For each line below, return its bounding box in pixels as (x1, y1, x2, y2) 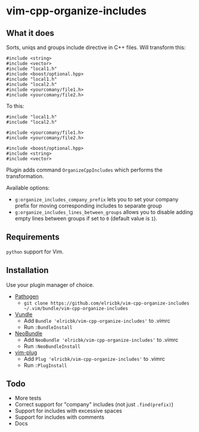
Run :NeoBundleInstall (23, 342, 80, 350)
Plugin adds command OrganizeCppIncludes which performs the (6, 166, 163, 173)
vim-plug (14, 348, 38, 356)
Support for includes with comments (14, 413, 105, 421)
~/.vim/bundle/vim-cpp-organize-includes (23, 305, 128, 311)
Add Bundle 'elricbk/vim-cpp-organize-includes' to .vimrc (23, 317, 171, 324)
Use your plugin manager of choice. (6, 281, 94, 288)
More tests (14, 394, 42, 402)
